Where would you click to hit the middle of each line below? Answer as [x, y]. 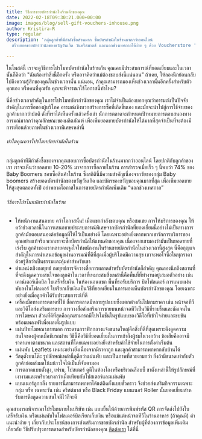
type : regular [24, 34]
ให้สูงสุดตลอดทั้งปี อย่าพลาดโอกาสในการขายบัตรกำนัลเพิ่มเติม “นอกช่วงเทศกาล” [85, 188]
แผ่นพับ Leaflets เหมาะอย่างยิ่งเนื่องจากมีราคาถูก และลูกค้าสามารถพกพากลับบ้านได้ [98, 349]
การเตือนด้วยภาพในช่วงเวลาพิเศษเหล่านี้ [45, 127]
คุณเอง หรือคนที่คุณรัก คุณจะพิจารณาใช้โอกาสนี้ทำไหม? [61, 88]
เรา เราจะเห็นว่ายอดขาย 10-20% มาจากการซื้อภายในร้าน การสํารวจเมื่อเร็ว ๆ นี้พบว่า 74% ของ [100, 167]
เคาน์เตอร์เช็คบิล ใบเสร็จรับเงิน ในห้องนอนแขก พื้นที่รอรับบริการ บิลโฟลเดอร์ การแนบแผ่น [103, 282]
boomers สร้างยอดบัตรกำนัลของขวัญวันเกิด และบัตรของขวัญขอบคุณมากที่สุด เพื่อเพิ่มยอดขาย [99, 181]
